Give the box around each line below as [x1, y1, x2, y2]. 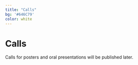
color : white [5, 16, 32, 21]
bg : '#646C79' [5, 12, 35, 17]
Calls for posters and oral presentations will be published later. [5, 54, 134, 60]
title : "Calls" [5, 7, 37, 12]
